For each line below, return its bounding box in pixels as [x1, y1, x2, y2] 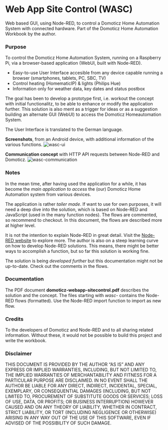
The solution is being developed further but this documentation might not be [5, 257, 163, 264]
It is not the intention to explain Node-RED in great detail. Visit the [5, 232, 140, 238]
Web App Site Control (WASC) [5, 4, 133, 15]
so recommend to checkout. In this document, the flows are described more [5, 217, 162, 223]
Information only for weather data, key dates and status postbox [12, 86, 145, 92]
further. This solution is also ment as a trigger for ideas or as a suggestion [5, 106, 158, 112]
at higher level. [5, 222, 36, 228]
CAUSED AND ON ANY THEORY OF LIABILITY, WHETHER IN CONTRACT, [5, 404, 157, 410]
